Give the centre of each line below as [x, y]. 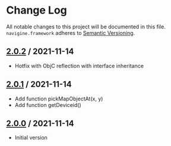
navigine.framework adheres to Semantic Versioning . [71, 33]
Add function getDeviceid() [48, 105]
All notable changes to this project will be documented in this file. [86, 27]
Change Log [37, 10]
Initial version [31, 138]
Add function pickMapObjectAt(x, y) [59, 99]
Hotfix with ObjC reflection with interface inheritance [79, 66]
